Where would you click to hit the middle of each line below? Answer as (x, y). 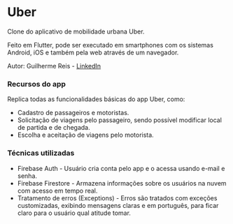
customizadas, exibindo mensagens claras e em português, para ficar (118, 205)
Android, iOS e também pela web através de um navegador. (93, 52)
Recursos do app (37, 84)
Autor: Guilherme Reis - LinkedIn (54, 66)
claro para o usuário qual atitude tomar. (74, 213)
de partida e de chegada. (54, 128)
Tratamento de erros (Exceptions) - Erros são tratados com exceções (117, 198)
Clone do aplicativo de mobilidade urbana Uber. (76, 31)
